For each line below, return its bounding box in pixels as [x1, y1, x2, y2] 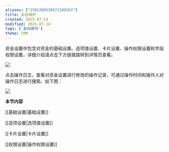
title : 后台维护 [5, 12, 36, 17]
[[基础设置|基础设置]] [5, 109, 49, 115]
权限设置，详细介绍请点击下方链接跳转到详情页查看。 [5, 52, 116, 58]
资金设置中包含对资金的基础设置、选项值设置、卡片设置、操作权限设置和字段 [5, 45, 164, 51]
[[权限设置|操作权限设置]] [5, 141, 58, 147]
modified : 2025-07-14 [5, 21, 51, 27]
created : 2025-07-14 [5, 17, 49, 22]
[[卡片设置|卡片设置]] [5, 131, 49, 136]
